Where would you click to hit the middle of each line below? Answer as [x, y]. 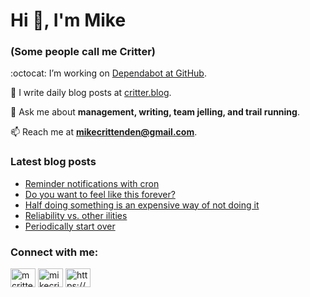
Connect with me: [54, 252]
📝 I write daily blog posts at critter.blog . [91, 93]
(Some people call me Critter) [83, 52]
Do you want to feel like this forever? [100, 194]
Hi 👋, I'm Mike [68, 20]
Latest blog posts [53, 162]
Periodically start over [70, 226]
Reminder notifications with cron [92, 183]
